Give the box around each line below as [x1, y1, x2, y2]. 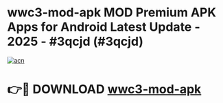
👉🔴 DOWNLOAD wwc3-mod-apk [7, 82, 202, 97]
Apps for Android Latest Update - [7, 19, 200, 35]
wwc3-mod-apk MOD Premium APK [7, 5, 217, 20]
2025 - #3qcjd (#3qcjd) [7, 34, 144, 49]
